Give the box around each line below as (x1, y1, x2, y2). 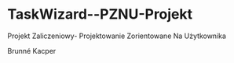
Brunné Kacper (7, 46, 57, 55)
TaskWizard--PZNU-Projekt (7, 5, 193, 23)
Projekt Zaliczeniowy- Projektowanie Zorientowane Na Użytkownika (7, 31, 227, 40)
